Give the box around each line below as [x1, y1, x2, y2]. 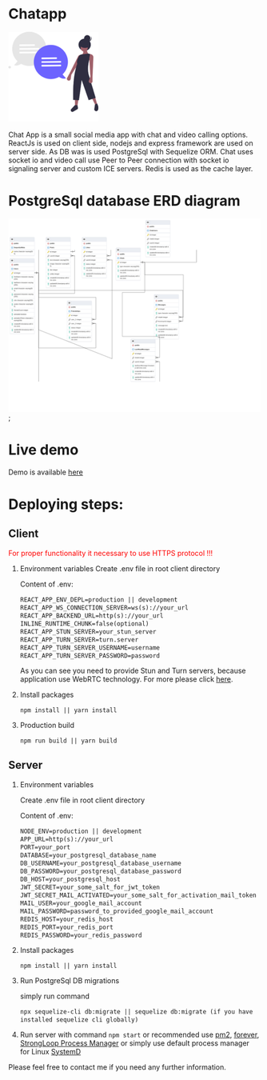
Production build [19, 720, 74, 730]
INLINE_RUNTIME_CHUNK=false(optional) [19, 619, 149, 628]
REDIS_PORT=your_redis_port [19, 923, 114, 931]
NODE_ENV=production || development [19, 827, 142, 835]
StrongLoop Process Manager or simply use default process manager [19, 1038, 250, 1048]
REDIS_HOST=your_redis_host [19, 915, 114, 923]
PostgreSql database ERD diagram [8, 192, 241, 210]
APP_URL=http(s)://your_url [19, 835, 114, 843]
